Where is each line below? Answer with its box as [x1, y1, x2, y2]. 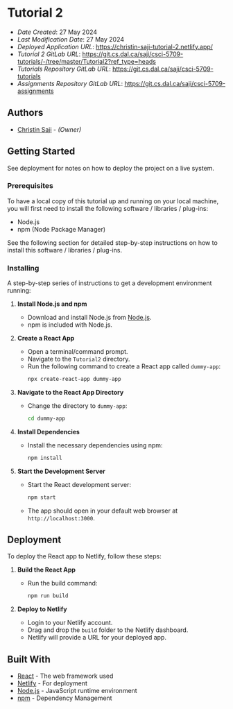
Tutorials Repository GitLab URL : [17, 65, 111, 73]
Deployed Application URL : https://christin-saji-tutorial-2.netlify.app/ [17, 42, 214, 51]
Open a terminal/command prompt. [27, 348, 128, 356]
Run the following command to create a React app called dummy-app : [27, 362, 221, 370]
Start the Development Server [17, 467, 106, 475]
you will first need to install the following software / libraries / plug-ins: [7, 204, 209, 212]
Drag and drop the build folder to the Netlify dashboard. [27, 626, 189, 634]
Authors [7, 107, 44, 119]
